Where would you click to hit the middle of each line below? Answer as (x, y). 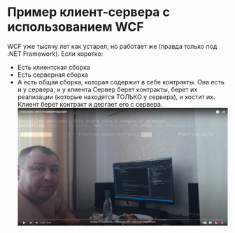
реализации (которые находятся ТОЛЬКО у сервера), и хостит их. (116, 97)
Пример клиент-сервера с (88, 12)
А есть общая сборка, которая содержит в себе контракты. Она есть (121, 82)
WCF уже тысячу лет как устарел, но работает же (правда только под (112, 46)
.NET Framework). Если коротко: (55, 54)
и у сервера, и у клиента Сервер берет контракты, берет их (107, 89)
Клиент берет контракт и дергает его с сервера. (90, 104)
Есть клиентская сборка (54, 67)
